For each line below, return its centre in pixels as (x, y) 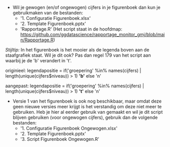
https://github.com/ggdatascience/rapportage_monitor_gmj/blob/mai (92, 34)
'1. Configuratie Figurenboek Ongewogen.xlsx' (69, 128)
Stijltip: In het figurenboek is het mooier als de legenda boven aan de (77, 50)
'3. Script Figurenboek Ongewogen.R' (60, 139)
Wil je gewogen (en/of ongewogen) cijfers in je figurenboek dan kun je (87, 7)
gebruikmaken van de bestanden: (48, 13)
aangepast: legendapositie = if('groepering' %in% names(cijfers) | (75, 86)
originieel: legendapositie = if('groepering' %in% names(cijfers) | (73, 70)
